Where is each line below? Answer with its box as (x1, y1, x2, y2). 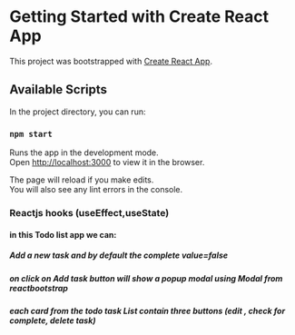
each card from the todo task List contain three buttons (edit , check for (9, 305, 286, 316)
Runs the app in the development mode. (9, 147, 159, 158)
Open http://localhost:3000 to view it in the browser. (9, 157, 205, 168)
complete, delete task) (9, 315, 97, 326)
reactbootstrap (9, 282, 68, 293)
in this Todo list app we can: (9, 229, 117, 240)
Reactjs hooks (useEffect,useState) (9, 206, 170, 219)
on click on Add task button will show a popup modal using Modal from (9, 272, 283, 283)
